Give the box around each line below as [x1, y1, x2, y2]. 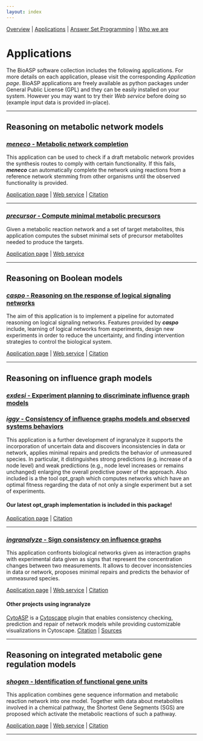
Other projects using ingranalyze [6, 600, 91, 608]
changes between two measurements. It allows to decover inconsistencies [6, 562, 192, 569]
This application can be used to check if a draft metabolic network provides [6, 153, 195, 161]
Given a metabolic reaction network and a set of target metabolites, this [6, 225, 185, 233]
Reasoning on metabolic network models [6, 121, 164, 132]
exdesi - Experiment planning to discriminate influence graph [6, 391, 190, 399]
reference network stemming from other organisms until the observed [6, 173, 180, 180]
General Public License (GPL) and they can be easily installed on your [6, 86, 180, 93]
